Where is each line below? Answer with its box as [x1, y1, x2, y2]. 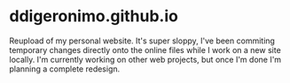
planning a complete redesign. [9, 64, 121, 74]
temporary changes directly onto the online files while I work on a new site [9, 44, 281, 55]
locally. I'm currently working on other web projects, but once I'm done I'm [9, 54, 282, 64]
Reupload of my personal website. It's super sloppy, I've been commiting [9, 35, 275, 46]
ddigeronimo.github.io [9, 6, 179, 26]
